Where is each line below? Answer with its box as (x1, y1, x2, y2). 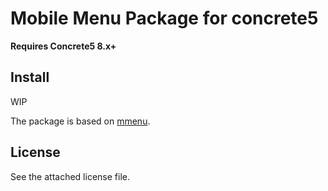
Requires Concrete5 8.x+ (10, 40, 117, 52)
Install (10, 69, 50, 86)
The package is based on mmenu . (10, 115, 151, 127)
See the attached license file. (10, 170, 130, 182)
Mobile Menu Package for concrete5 (10, 7, 319, 30)
